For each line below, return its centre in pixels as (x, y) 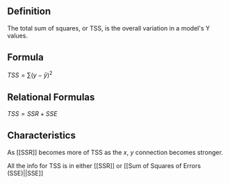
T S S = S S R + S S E (32, 114)
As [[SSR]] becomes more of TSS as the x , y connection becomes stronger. (115, 152)
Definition (29, 11)
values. (17, 35)
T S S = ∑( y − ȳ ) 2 (30, 74)
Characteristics (42, 136)
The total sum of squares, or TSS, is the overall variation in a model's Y (109, 28)
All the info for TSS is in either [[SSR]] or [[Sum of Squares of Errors (104, 165)
